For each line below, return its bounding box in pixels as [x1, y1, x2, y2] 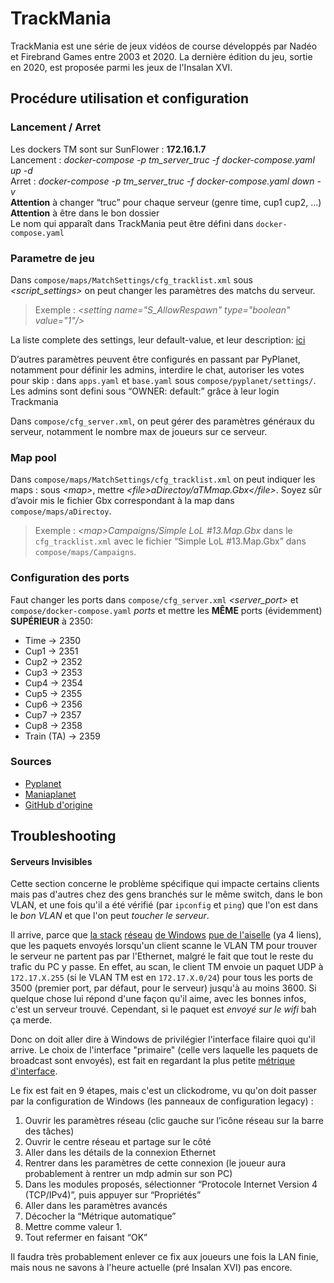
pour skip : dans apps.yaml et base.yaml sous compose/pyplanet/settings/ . [10, 374, 317, 386]
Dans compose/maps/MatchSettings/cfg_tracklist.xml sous [10, 273, 253, 286]
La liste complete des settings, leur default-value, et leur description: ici [10, 333, 306, 346]
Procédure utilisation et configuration [10, 90, 250, 107]
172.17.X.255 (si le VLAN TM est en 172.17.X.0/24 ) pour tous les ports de [10, 972, 313, 984]
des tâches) [24, 1125, 75, 1137]
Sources [10, 755, 52, 769]
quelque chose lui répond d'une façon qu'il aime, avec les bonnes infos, [10, 993, 307, 1005]
